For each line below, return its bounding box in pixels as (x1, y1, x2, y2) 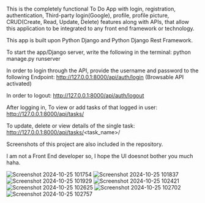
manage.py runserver (6, 55, 61, 62)
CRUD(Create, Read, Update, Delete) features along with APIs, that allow (6, 18, 190, 25)
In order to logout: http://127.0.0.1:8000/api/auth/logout (6, 92, 144, 99)
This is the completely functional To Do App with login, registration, (6, 6, 176, 12)
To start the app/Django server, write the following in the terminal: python (6, 48, 192, 56)
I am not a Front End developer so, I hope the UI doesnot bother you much (6, 153, 193, 159)
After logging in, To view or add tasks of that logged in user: (6, 104, 158, 111)
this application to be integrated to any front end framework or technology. (6, 25, 195, 32)
